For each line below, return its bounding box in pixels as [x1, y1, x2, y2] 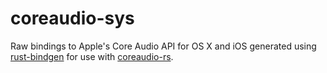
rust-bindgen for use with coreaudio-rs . [10, 50, 174, 62]
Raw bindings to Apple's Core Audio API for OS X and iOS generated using [10, 40, 317, 52]
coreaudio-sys [10, 7, 135, 30]
